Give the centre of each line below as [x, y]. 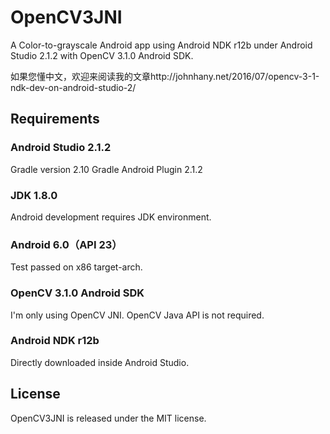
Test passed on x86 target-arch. [76, 267]
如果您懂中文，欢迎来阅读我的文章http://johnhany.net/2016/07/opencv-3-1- [165, 76]
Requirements [55, 119]
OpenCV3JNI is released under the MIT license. [108, 418]
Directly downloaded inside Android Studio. [100, 362]
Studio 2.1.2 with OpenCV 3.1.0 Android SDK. [102, 55]
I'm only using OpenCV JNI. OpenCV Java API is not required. [137, 315]
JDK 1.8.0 [34, 195]
